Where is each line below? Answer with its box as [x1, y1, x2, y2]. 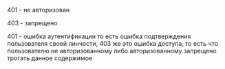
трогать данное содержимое [7, 54, 93, 62]
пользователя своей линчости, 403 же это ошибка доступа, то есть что [7, 40, 219, 47]
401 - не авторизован [7, 6, 70, 14]
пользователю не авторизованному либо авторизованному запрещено [7, 47, 217, 55]
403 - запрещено [7, 19, 58, 27]
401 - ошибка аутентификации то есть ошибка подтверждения [7, 32, 191, 40]
